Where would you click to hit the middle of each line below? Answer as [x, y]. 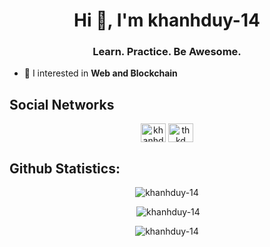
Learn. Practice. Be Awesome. [167, 52]
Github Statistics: [65, 168]
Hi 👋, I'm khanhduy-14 [167, 20]
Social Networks [62, 104]
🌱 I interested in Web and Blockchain [100, 73]
